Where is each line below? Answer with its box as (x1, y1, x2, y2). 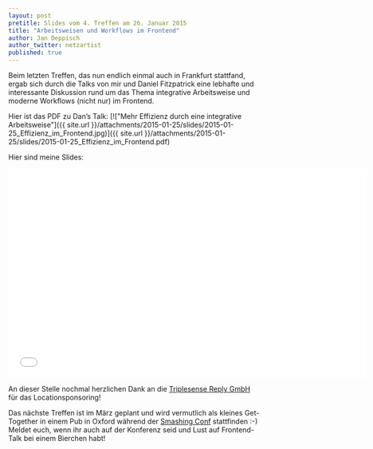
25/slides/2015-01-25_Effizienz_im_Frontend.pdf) (8, 137, 170, 146)
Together (8, 416, 38, 426)
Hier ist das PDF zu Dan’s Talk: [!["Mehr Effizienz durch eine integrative (8, 112, 241, 120)
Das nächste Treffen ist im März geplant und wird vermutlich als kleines (8, 408, 243, 417)
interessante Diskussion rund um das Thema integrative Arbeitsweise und (8, 88, 250, 96)
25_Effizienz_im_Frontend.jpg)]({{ (8, 128, 119, 138)
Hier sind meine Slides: (8, 152, 84, 162)
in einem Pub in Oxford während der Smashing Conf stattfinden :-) (39, 416, 258, 426)
